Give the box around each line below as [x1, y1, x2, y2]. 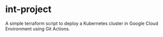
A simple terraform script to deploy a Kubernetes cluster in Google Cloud [5, 20, 158, 26]
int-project [5, 4, 52, 15]
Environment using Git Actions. [5, 25, 70, 31]
